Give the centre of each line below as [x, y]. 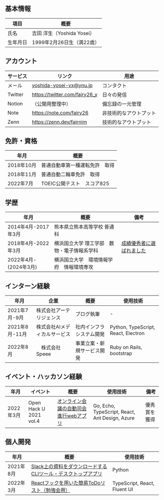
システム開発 [90, 334]
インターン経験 [27, 286]
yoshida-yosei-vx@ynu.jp [62, 85]
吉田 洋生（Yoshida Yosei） [63, 33]
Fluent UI [123, 489]
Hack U [37, 409]
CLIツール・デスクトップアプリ [67, 474]
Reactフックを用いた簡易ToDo [66, 483]
